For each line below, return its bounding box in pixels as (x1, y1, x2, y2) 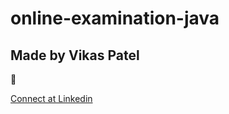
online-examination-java (10, 7, 220, 30)
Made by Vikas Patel (10, 47, 140, 64)
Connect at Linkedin (10, 93, 93, 104)
